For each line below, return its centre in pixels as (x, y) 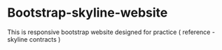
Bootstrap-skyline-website (88, 13)
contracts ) (45, 39)
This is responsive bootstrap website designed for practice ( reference (109, 32)
